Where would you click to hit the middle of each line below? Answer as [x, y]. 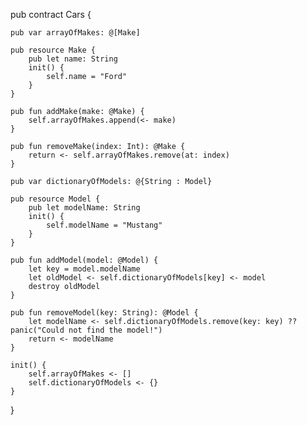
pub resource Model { [55, 199]
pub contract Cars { [51, 14]
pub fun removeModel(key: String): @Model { [104, 313]
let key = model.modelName [84, 269]
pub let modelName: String [84, 208]
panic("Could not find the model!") [86, 330]
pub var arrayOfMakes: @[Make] [75, 33]
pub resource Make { [53, 50]
